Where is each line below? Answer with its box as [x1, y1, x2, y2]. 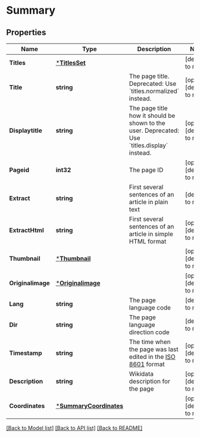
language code [129, 304, 171, 311]
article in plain [129, 198, 168, 206]
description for [129, 377, 171, 385]
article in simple [129, 230, 174, 238]
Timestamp [9, 349, 43, 357]
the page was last [129, 345, 179, 353]
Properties [6, 27, 46, 38]
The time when [129, 338, 171, 346]
